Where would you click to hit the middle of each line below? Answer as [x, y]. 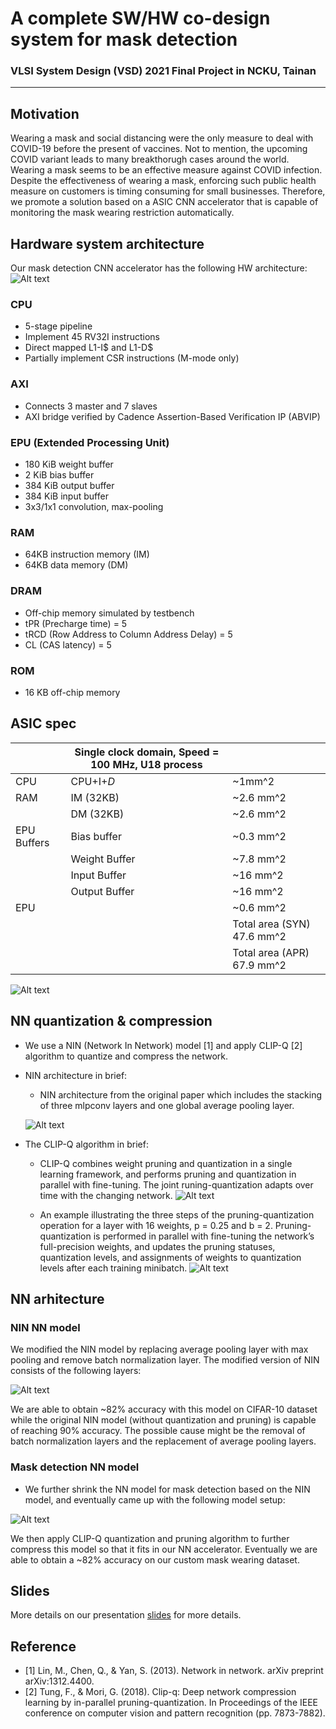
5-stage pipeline [58, 326]
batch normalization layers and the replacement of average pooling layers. [163, 1441]
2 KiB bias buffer [59, 475]
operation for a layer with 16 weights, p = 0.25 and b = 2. [156, 1225]
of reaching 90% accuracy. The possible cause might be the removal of [158, 1431]
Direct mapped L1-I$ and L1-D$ [89, 348]
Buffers [32, 842]
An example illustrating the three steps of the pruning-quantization [177, 1214]
